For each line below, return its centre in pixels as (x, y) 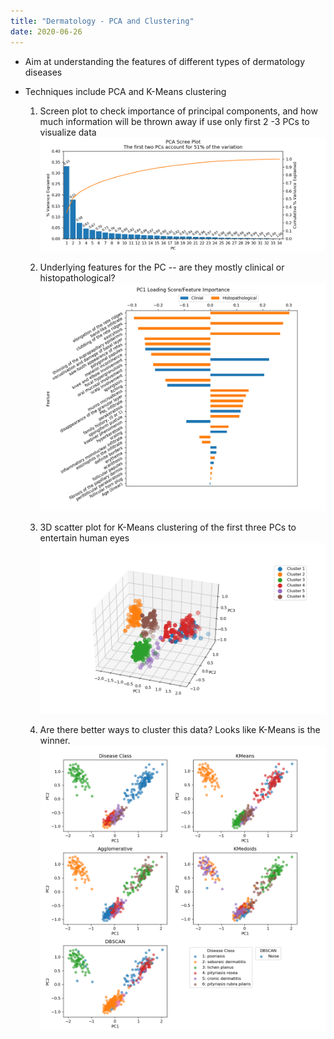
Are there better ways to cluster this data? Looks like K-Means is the (180, 730)
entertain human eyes (84, 537)
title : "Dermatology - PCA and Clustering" (102, 21)
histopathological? (77, 277)
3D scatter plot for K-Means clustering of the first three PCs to (168, 527)
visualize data (68, 132)
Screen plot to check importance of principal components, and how (178, 111)
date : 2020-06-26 (46, 31)
